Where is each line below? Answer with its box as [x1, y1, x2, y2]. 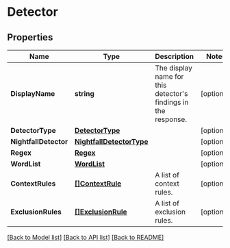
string [74, 89, 94, 98]
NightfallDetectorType [74, 137, 149, 146]
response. [155, 114, 187, 124]
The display [155, 63, 193, 73]
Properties [7, 32, 53, 43]
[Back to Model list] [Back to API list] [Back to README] [7, 234, 164, 241]
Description [155, 52, 194, 61]
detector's [155, 89, 188, 98]
